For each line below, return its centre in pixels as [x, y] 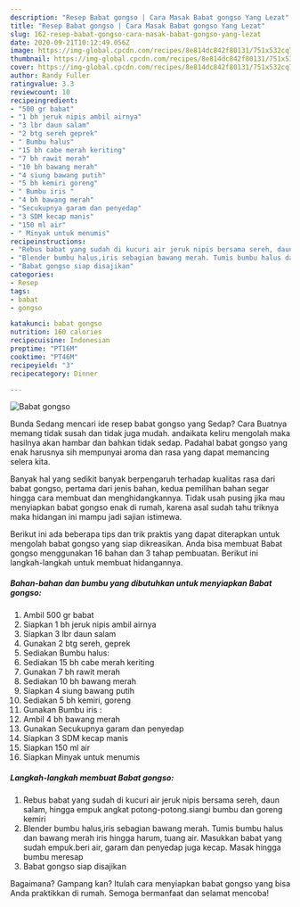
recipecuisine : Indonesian [60, 341]
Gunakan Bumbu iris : [62, 710]
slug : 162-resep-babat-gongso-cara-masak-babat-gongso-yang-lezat [136, 34]
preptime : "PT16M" [44, 349]
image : [22, 51]
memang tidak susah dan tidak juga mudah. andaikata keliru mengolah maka [150, 433]
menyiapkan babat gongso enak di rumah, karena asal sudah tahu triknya [145, 507]
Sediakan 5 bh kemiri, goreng [77, 700]
